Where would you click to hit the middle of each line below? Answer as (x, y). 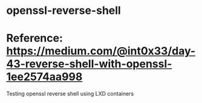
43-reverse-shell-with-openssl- (89, 64)
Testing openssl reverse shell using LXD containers (70, 94)
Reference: (35, 38)
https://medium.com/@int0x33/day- (101, 51)
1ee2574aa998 (44, 77)
